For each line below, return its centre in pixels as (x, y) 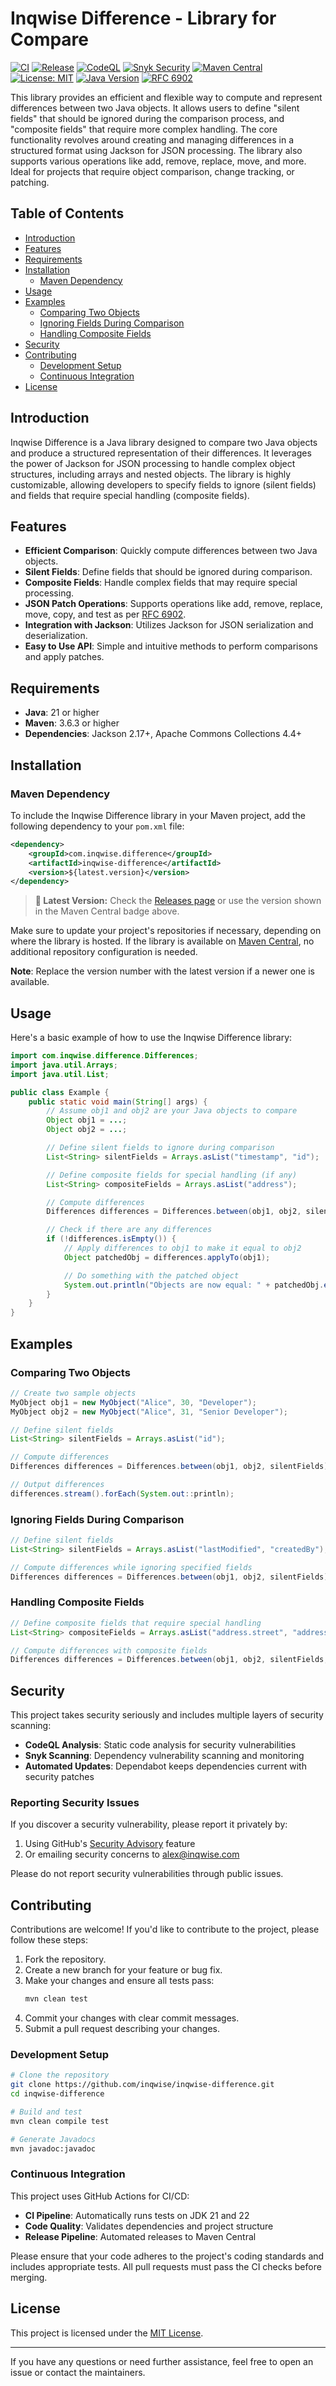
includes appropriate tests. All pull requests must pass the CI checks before (166, 2266)
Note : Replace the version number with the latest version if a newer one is (162, 971)
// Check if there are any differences (129, 1230)
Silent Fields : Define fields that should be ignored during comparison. (168, 572)
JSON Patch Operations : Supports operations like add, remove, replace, (173, 604)
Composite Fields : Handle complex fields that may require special (161, 583)
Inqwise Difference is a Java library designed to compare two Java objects (164, 442)
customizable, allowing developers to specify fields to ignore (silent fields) (163, 484)
